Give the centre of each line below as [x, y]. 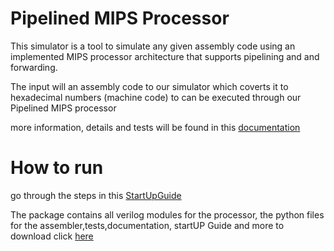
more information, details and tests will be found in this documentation [155, 127]
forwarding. [34, 67]
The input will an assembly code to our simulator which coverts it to [149, 86]
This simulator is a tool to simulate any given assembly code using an [153, 46]
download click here [52, 236]
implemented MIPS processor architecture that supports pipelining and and [165, 56]
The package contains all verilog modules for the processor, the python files [167, 214]
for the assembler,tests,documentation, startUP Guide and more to [147, 225]
